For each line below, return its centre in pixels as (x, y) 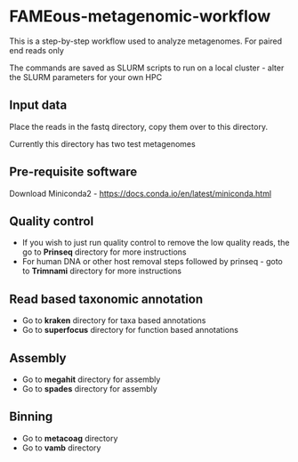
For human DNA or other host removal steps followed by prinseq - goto (152, 262)
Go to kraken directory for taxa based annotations (114, 320)
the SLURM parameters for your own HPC (86, 77)
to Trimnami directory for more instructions (102, 271)
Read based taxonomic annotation (106, 299)
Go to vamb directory (61, 448)
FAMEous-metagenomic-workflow (140, 16)
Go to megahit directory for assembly (91, 379)
